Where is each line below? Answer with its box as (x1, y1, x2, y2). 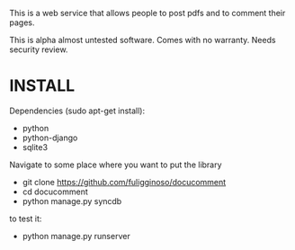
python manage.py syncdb (22, 195, 122, 206)
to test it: (9, 213, 42, 224)
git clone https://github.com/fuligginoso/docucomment (22, 176, 227, 187)
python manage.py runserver (22, 230, 130, 241)
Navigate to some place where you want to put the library (9, 159, 222, 170)
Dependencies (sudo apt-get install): (9, 105, 146, 116)
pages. (9, 17, 35, 28)
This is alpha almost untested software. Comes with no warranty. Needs (9, 35, 276, 45)
